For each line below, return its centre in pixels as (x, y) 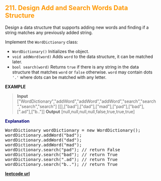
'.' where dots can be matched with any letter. (59, 77)
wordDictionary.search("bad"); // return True (61, 154)
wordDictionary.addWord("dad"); (43, 140)
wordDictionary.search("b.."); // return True (61, 164)
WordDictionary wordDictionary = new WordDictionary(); (73, 130)
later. (17, 62)
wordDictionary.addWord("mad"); (43, 145)
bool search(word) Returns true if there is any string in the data (75, 67)
